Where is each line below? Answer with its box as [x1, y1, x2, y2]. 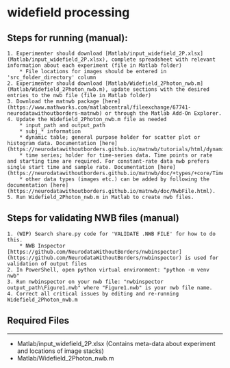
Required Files [7, 315, 70, 326]
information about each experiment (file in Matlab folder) [7, 62, 183, 69]
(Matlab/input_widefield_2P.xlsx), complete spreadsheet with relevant [7, 56, 216, 63]
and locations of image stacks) [16, 347, 104, 355]
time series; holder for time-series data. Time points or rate [25, 152, 213, 159]
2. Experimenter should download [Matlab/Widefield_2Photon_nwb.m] [7, 80, 204, 87]
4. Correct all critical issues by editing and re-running [7, 290, 179, 297]
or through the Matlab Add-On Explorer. [105, 110, 222, 117]
